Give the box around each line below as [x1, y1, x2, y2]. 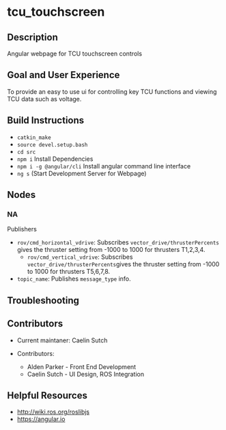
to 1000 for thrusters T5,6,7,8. [27, 268, 111, 276]
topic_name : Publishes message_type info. [16, 275, 131, 283]
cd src [16, 149, 36, 155]
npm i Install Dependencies [16, 155, 94, 163]
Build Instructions [7, 114, 85, 127]
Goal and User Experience [7, 69, 120, 81]
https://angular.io [16, 415, 66, 423]
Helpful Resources [7, 390, 87, 401]
